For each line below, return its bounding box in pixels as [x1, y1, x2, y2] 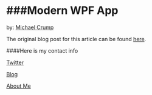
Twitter [6, 59, 24, 66]
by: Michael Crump [6, 24, 54, 31]
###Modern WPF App [6, 4, 119, 18]
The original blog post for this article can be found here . [6, 35, 147, 42]
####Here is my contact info [6, 47, 78, 54]
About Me [6, 82, 32, 90]
